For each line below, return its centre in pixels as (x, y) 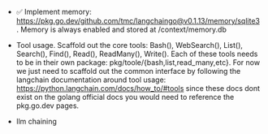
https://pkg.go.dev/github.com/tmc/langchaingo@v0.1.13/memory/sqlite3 (138, 21)
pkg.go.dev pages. (48, 106)
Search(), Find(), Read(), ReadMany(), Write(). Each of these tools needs (137, 54)
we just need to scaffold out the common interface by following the (128, 71)
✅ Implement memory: (54, 12)
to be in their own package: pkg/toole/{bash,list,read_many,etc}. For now (138, 63)
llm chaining (36, 121)
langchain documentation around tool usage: (91, 80)
